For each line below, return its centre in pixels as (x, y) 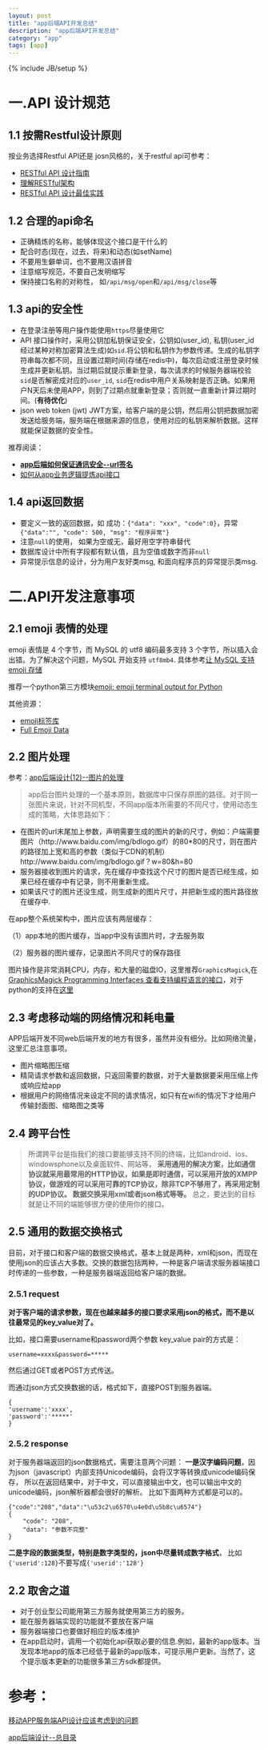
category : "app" (35, 38)
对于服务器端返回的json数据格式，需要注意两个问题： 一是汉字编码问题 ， (128, 1462)
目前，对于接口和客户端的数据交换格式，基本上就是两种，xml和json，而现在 (133, 1252)
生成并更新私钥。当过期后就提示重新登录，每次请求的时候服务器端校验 (136, 370)
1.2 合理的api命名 (51, 221)
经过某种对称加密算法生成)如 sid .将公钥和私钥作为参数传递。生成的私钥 (136, 350)
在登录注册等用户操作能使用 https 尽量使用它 (92, 330)
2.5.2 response (38, 1444)
